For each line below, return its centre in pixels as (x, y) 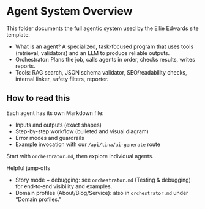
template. (18, 34)
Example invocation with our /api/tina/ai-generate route (88, 144)
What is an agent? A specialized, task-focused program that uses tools (104, 46)
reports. (25, 66)
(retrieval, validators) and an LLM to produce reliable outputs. (92, 53)
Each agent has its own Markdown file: (55, 113)
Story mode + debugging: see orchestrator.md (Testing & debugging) (103, 180)
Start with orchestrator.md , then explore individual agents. (80, 156)
